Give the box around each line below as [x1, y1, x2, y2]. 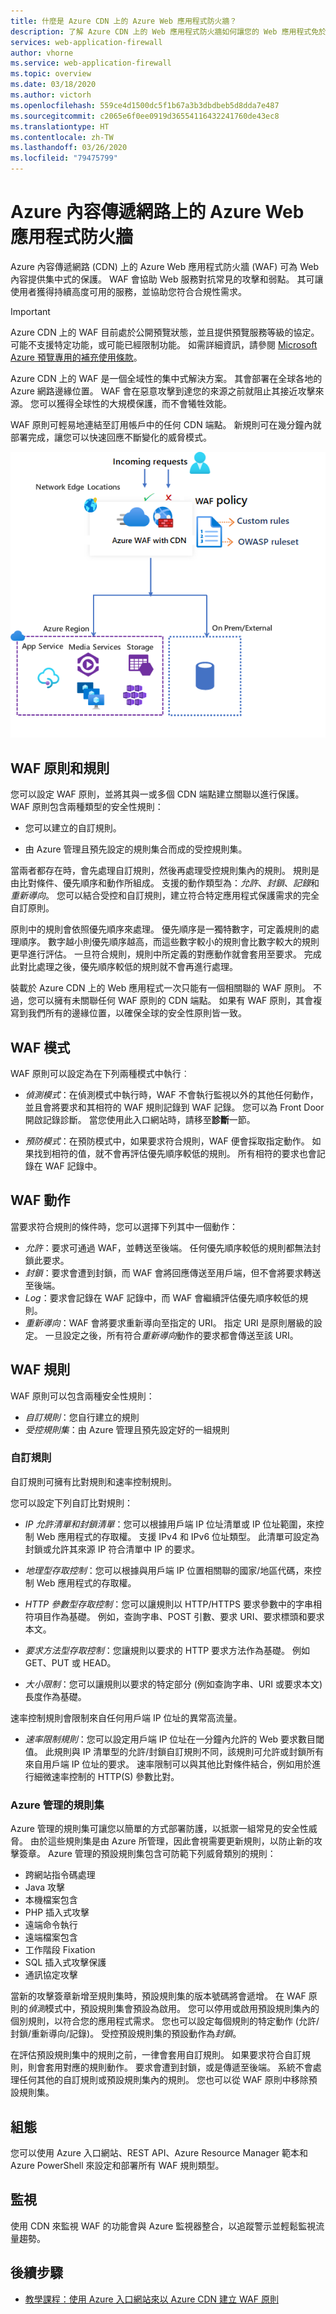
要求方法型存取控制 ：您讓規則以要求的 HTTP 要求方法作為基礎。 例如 [24, 1644, 311, 1656]
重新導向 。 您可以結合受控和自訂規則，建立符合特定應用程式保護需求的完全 [10, 890, 320, 902]
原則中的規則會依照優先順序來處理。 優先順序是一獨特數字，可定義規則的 [10, 923, 311, 935]
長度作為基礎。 [24, 1690, 87, 1702]
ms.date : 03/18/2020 [10, 80, 97, 90]
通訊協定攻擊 [24, 1969, 78, 1981]
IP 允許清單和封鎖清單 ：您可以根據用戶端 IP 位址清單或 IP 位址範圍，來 [24, 1518, 316, 1530]
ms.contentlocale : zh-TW [10, 132, 114, 142]
